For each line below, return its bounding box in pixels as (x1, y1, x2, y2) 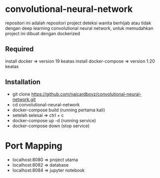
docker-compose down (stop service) (12, 123, 90, 129)
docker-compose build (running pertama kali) (12, 107, 106, 113)
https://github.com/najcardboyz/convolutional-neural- (31, 91, 142, 97)
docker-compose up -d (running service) (12, 117, 97, 123)
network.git (12, 96, 36, 102)
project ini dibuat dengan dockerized (5, 30, 80, 36)
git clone (12, 91, 31, 97)
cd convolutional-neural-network (12, 101, 80, 107)
